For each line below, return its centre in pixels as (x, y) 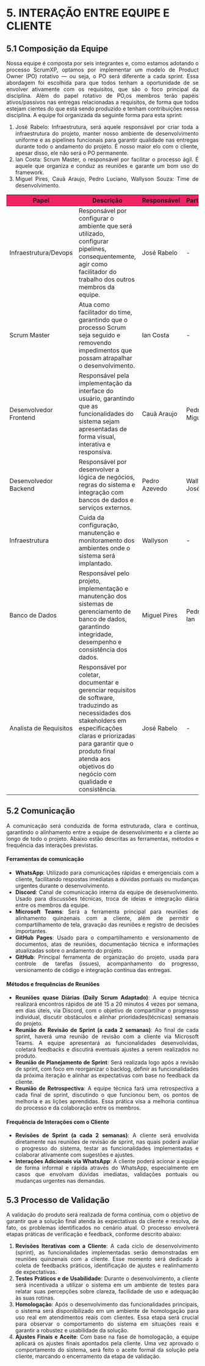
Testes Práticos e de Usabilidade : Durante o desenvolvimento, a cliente (107, 1279)
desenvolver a (99, 469)
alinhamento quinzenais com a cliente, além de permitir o (107, 918)
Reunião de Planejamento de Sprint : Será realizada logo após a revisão (107, 1063)
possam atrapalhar (105, 358)
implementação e (103, 588)
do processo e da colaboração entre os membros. (78, 1108)
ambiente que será (105, 226)
